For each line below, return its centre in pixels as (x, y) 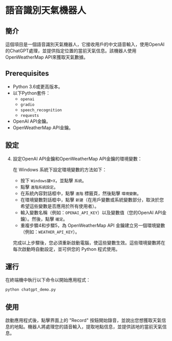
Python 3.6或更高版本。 (38, 86)
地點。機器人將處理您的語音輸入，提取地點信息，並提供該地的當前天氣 (88, 327)
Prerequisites (27, 74)
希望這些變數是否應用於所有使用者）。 (60, 206)
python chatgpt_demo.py (31, 290)
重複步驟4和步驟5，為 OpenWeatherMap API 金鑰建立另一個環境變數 (93, 225)
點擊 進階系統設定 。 (39, 187)
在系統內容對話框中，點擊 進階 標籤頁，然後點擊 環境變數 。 (81, 193)
